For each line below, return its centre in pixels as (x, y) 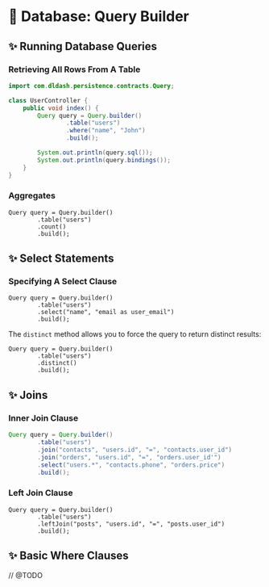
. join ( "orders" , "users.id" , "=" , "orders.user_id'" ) (129, 457)
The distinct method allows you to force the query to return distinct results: (135, 334)
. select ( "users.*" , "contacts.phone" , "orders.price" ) (131, 465)
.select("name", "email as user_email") (106, 312)
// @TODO (25, 575)
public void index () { (61, 108)
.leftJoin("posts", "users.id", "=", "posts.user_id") (131, 524)
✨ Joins (28, 395)
